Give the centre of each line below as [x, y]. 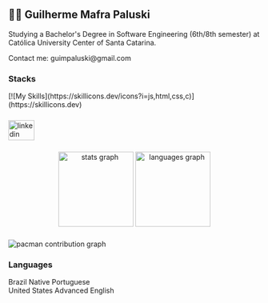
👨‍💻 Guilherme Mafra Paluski [79, 15]
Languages [31, 265]
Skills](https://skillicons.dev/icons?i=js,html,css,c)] [111, 96]
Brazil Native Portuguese [49, 282]
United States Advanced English [61, 291]
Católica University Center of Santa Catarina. [82, 42]
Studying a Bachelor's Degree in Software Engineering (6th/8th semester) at [134, 34]
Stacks [22, 78]
